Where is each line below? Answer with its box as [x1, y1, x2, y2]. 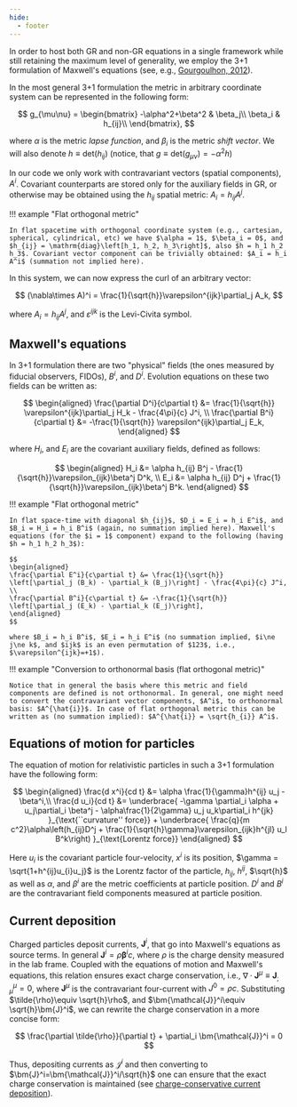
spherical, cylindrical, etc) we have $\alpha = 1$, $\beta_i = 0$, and [9, 233, 284, 243]
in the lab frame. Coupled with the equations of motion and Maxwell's [9, 959, 263, 970]
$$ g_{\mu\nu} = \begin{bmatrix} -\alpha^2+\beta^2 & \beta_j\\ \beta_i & [17, 108, 281, 119]
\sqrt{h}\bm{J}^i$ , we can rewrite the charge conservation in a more [9, 1004, 260, 1015]
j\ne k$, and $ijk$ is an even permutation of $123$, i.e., [9, 640, 237, 649]
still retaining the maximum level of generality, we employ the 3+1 [9, 55, 248, 66]
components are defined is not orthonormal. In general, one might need [9, 688, 284, 698]
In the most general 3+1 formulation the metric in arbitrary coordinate [9, 82, 262, 92]
